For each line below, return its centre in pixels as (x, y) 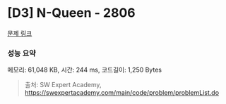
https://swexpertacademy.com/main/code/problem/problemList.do (122, 93)
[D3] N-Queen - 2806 (71, 13)
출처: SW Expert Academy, (63, 85)
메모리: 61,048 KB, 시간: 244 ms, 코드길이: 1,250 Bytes (85, 70)
